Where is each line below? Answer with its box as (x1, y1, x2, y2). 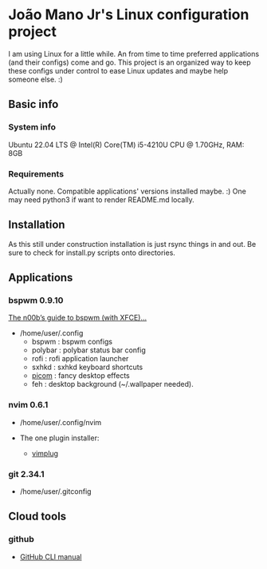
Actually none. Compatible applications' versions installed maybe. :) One (8, 186, 247, 196)
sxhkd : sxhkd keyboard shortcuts (31, 362, 143, 372)
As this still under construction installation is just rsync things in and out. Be (8, 239, 257, 249)
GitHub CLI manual (19, 551, 82, 561)
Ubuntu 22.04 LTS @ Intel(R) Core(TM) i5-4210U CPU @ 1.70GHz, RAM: (8, 140, 245, 149)
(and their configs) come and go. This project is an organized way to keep (8, 58, 251, 67)
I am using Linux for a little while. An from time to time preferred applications (8, 49, 260, 58)
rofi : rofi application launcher (31, 354, 129, 364)
